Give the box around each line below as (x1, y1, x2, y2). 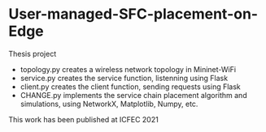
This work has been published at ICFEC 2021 (8, 114, 159, 124)
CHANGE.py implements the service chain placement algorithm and (20, 90, 247, 100)
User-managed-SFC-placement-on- (8, 5, 259, 23)
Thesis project (8, 49, 57, 58)
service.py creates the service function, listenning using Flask (20, 73, 229, 83)
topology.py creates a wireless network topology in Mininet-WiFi (20, 64, 237, 74)
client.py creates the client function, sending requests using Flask (20, 82, 242, 92)
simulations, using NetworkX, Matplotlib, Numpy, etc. (20, 99, 198, 109)
